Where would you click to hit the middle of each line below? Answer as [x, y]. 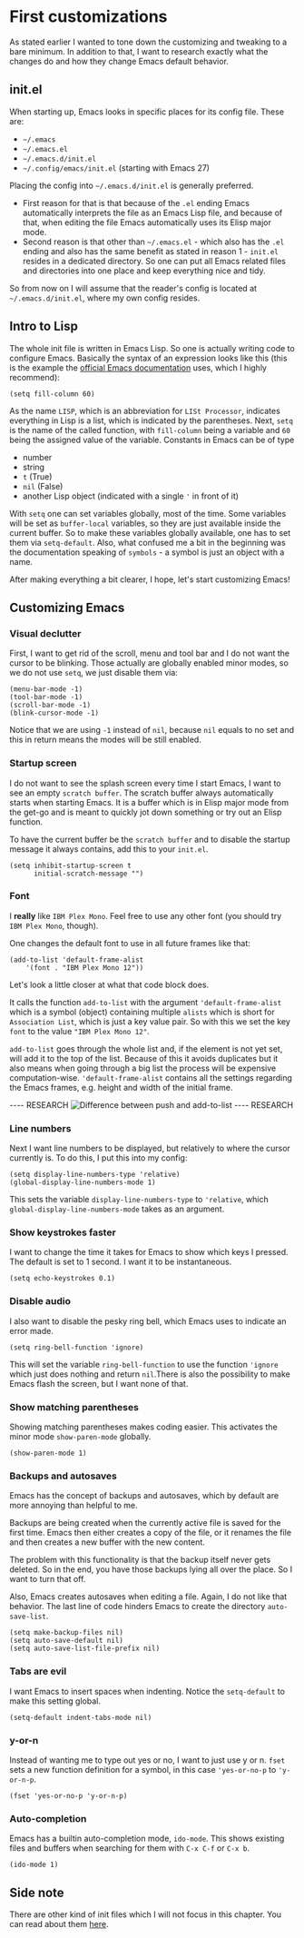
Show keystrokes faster [63, 1232]
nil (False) [43, 486]
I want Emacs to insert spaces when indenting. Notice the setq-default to [147, 1691]
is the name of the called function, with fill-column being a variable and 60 [150, 430]
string [34, 467]
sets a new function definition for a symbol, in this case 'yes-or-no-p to [143, 1769]
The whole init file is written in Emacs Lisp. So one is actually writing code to [152, 348]
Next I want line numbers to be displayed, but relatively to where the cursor [150, 1148]
